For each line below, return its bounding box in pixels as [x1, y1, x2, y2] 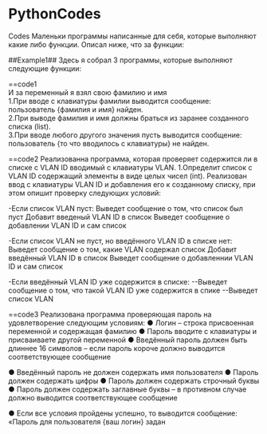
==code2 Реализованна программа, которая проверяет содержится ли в [8, 153, 258, 164]
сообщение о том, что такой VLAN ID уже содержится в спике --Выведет [8, 285, 258, 295]
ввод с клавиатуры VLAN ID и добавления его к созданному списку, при [8, 179, 256, 189]
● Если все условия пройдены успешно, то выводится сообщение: [8, 408, 238, 418]
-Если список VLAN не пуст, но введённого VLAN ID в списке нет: [8, 236, 233, 245]
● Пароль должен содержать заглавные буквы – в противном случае [8, 384, 247, 394]
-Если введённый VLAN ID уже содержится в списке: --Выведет [8, 277, 228, 286]
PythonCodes [8, 5, 101, 23]
